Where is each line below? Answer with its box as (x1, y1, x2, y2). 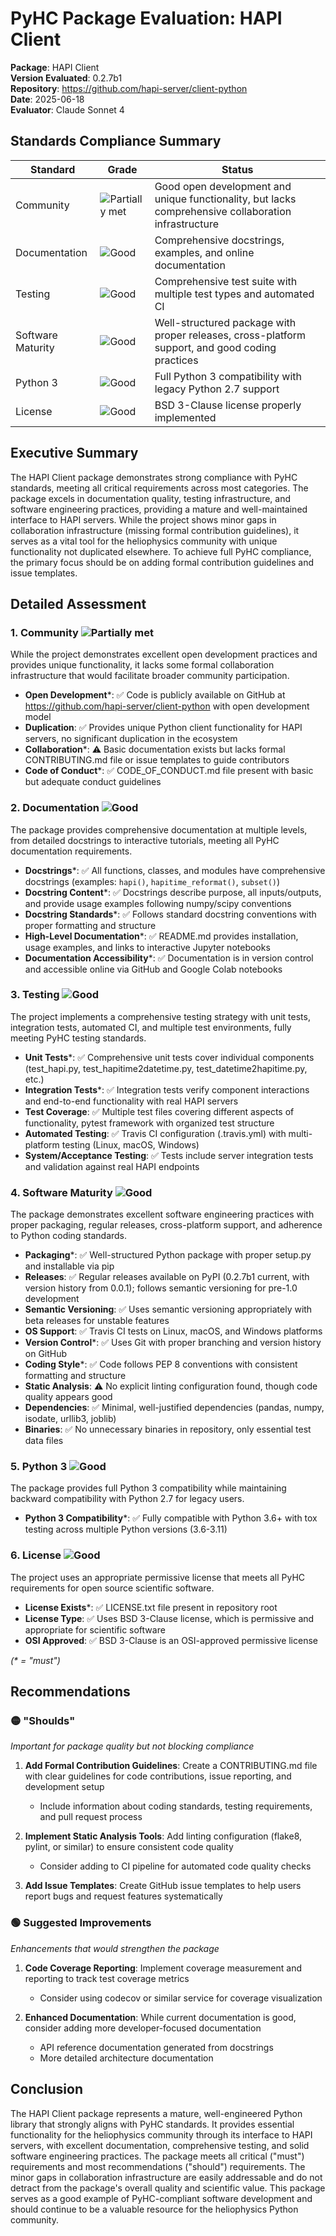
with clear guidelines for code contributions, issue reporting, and (24, 1770, 292, 1782)
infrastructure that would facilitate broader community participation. (10, 670, 290, 682)
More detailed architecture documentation (39, 2052, 214, 2064)
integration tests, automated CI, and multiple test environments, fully (10, 1021, 292, 1033)
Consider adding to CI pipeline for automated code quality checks (39, 1860, 312, 1872)
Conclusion (10, 2081, 84, 2098)
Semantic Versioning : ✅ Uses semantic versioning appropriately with (24, 1303, 313, 1316)
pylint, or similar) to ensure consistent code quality (24, 1841, 234, 1853)
